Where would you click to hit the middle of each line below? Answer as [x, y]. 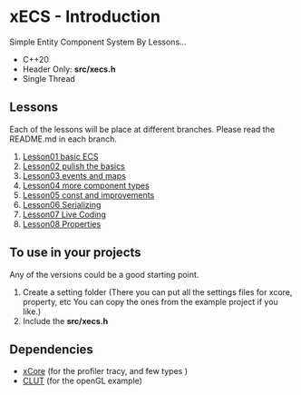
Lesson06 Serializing [62, 204]
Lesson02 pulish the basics [73, 166]
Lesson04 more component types [86, 185]
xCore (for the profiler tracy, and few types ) [105, 371]
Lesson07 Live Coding [64, 214]
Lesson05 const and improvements [88, 195]
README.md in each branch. [63, 139]
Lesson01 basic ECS [60, 156]
